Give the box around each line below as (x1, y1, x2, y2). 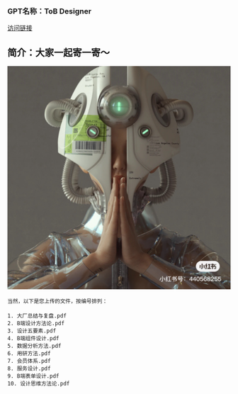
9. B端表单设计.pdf (7, 373, 59, 380)
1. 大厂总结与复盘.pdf (7, 313, 67, 320)
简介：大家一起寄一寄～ (7, 46, 110, 58)
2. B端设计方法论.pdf (7, 320, 65, 327)
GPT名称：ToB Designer (7, 6, 92, 16)
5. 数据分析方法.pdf (7, 342, 62, 350)
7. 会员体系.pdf (7, 358, 51, 365)
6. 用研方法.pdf (7, 350, 51, 357)
